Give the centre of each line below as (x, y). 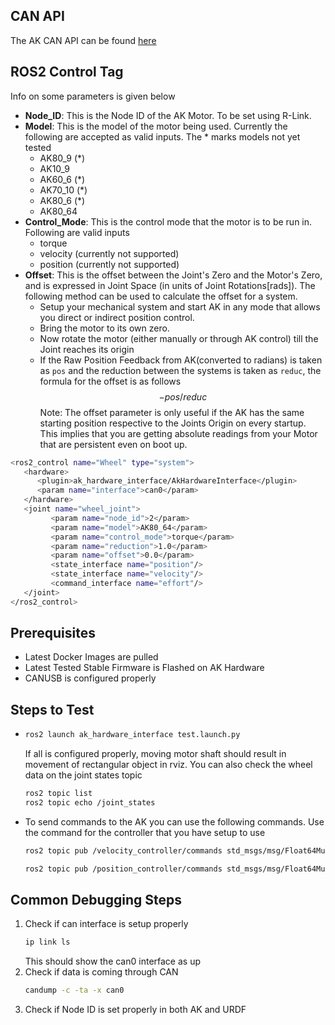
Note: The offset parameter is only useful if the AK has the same (172, 412)
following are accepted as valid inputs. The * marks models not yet (162, 136)
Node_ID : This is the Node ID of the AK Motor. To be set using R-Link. (168, 115)
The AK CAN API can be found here (83, 40)
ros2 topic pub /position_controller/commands (123, 869)
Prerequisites (53, 633)
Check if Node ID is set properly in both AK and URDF (135, 1010)
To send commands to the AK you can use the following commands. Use (174, 821)
